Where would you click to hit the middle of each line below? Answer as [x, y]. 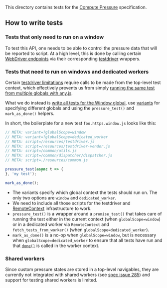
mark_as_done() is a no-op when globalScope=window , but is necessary [84, 235]
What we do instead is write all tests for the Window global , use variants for [83, 102]
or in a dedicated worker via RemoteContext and [61, 224]
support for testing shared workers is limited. [51, 280]
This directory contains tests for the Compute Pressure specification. [76, 7]
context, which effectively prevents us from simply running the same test [80, 87]
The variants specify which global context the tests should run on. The [85, 192]
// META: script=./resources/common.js [47, 160]
